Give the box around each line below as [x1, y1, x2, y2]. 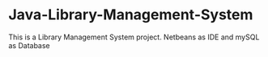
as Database [8, 40, 50, 50]
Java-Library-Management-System [8, 6, 253, 24]
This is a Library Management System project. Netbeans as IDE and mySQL [8, 32, 260, 42]
